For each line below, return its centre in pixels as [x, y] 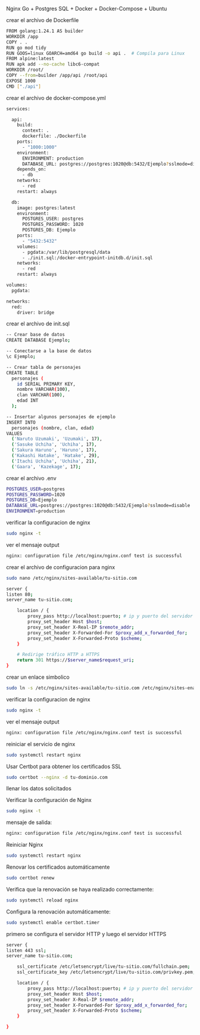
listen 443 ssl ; [26, 950]
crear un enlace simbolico [38, 677]
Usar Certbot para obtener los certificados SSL [64, 766]
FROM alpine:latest [30, 59]
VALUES [14, 433]
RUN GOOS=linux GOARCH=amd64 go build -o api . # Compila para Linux [96, 53]
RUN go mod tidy [26, 48]
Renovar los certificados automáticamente [58, 867]
